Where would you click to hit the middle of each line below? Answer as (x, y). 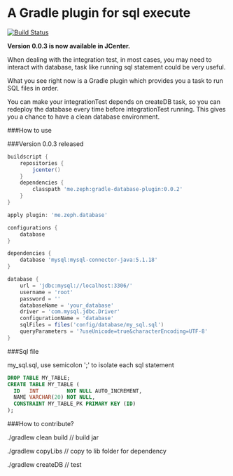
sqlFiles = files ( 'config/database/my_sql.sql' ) (92, 325)
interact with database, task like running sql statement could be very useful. (116, 67)
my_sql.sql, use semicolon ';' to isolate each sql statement (91, 365)
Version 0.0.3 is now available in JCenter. (69, 46)
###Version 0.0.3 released (45, 144)
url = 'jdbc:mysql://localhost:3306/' (76, 286)
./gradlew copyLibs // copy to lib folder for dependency (87, 451)
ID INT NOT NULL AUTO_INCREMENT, (78, 391)
